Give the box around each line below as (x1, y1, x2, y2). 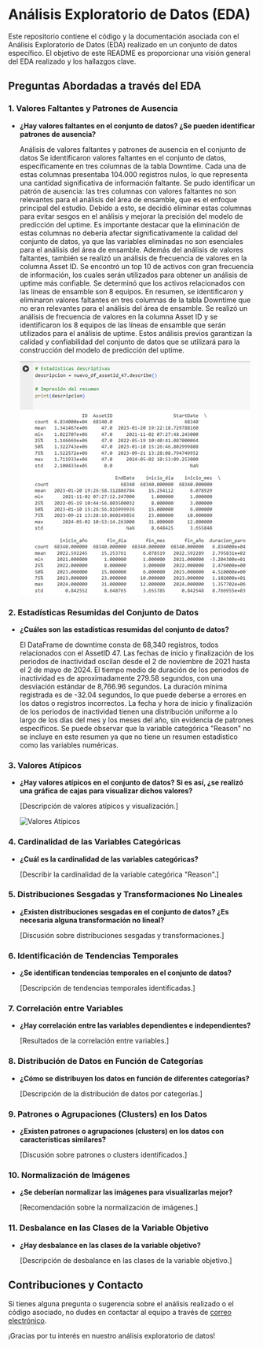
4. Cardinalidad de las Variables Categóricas (8, 836, 181, 848)
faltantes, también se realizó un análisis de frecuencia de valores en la (19, 253, 247, 263)
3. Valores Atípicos (8, 759, 82, 770)
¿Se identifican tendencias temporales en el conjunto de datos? (19, 968, 232, 977)
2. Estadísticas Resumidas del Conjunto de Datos (8, 607, 199, 618)
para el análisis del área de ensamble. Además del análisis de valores (19, 245, 244, 254)
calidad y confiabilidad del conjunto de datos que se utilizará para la (19, 337, 240, 346)
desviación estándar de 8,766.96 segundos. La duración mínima (19, 681, 228, 691)
